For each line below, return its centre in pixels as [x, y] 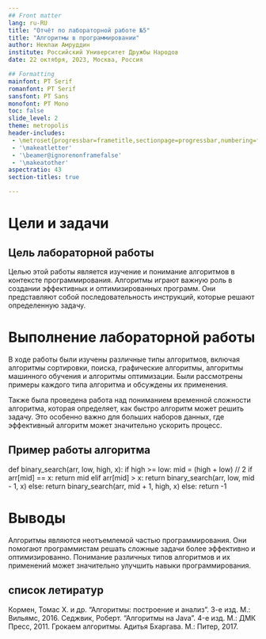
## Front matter [35, 15]
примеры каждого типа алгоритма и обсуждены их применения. [118, 385]
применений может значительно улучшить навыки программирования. [130, 565]
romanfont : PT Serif [42, 89]
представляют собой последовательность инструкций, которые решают [131, 297]
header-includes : [37, 133]
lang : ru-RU [28, 23]
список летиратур [56, 590]
